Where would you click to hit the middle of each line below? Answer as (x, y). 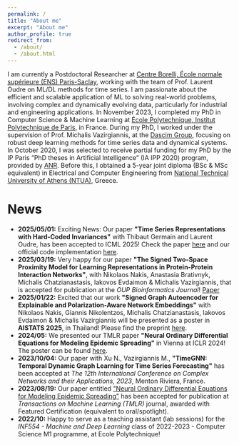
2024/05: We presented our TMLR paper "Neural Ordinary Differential (123, 335)
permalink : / (27, 14)
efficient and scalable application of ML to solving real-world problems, (112, 96)
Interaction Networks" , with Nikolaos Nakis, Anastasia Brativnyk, (114, 274)
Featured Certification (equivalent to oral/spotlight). (93, 411)
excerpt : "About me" (38, 27)
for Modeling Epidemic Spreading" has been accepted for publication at (123, 396)
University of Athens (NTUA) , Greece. (63, 180)
